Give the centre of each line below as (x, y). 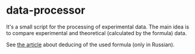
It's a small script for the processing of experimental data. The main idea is (97, 27)
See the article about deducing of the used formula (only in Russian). (90, 45)
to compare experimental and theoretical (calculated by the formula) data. (97, 33)
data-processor (46, 10)
